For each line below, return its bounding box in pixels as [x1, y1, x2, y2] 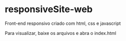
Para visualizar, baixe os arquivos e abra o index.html [5, 30, 117, 36]
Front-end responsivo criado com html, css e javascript [5, 20, 121, 26]
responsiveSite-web [5, 4, 93, 15]
